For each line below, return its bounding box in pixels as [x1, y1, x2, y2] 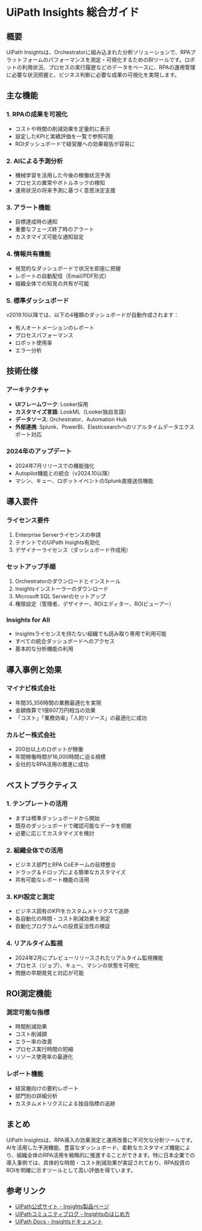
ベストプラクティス [6, 780, 78, 790]
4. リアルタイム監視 [6, 939, 63, 948]
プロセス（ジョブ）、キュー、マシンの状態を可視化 [14, 961, 140, 969]
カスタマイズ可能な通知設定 [14, 233, 84, 240]
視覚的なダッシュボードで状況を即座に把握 [14, 264, 121, 272]
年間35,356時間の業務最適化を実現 [14, 699, 101, 706]
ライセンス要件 [6, 516, 50, 525]
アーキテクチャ [6, 386, 49, 394]
